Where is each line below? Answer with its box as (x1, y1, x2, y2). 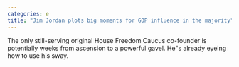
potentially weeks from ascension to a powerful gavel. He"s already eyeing (7, 44, 227, 52)
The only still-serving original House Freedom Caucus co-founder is (7, 36, 207, 44)
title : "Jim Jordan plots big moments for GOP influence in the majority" (7, 17, 234, 24)
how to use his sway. (7, 51, 69, 60)
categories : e (7, 10, 50, 18)
